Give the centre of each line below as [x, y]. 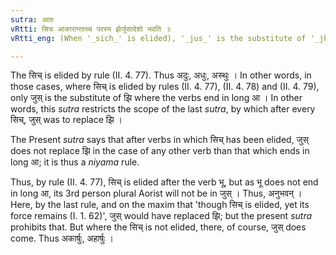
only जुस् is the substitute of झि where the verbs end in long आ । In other [156, 98]
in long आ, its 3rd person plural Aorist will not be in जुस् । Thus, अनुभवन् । [156, 193]
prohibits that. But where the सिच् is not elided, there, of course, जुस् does [158, 227]
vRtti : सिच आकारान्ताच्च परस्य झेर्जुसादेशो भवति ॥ [91, 29]
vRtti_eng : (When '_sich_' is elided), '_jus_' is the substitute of [158, 38]
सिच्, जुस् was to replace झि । [66, 120]
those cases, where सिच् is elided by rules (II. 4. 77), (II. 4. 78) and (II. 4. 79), [165, 87]
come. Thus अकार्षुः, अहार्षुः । [62, 238]
